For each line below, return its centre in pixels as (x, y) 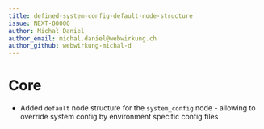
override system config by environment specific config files (119, 117)
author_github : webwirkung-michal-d (70, 46)
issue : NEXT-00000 (39, 23)
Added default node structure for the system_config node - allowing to (138, 108)
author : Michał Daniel (46, 31)
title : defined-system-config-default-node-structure (101, 16)
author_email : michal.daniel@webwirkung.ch (83, 38)
